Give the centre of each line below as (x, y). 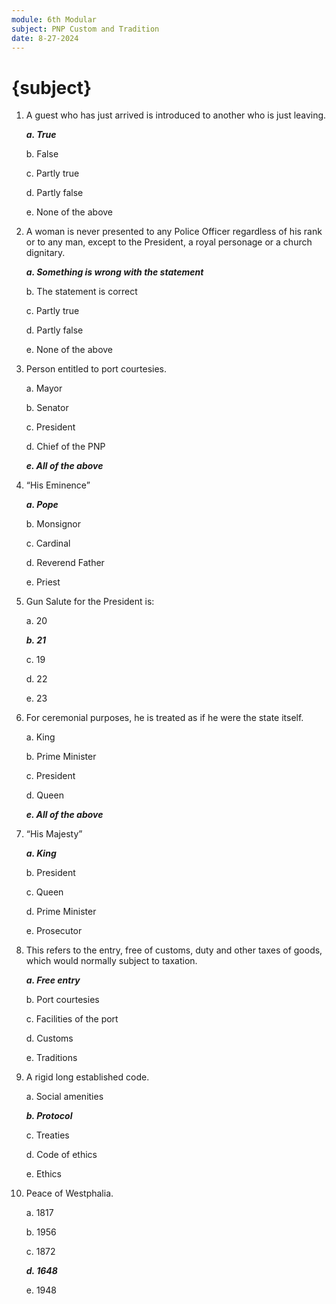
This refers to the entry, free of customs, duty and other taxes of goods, (174, 950)
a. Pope (42, 505)
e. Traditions (51, 1058)
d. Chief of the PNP (65, 447)
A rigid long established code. (87, 1077)
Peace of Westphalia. (69, 1193)
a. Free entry (53, 980)
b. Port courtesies (62, 1000)
